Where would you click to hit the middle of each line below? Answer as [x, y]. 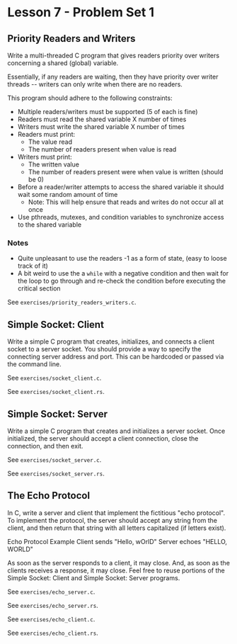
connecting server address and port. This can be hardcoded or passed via [116, 357]
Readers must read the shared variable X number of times [102, 119]
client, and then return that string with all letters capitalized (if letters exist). [117, 528]
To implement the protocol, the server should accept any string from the [112, 520]
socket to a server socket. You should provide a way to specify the [104, 349]
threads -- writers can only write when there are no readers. [95, 84]
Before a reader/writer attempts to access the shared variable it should [121, 187]
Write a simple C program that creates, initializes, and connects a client [111, 341]
